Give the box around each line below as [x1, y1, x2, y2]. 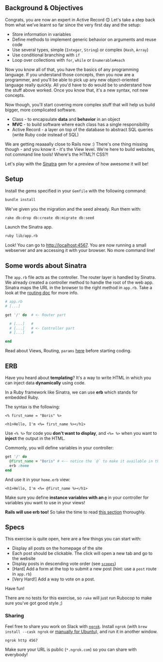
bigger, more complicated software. [5, 107, 77, 113]
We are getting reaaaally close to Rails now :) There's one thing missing [5, 141, 148, 147]
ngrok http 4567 [5, 638, 38, 643]
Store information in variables [12, 31, 71, 37]
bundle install [5, 197, 36, 202]
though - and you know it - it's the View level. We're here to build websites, [5, 146, 155, 152]
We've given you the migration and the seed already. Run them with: [5, 206, 142, 212]
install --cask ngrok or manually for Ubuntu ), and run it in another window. [5, 629, 158, 634]
